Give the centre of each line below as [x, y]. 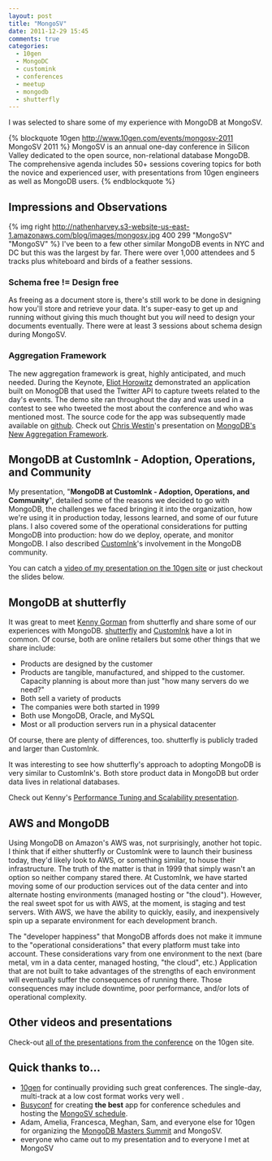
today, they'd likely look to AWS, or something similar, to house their [122, 861]
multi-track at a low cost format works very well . [102, 1096]
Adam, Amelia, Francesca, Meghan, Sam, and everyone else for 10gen [138, 1122]
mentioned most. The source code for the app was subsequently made [127, 417]
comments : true [34, 39]
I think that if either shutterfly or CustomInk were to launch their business [131, 852]
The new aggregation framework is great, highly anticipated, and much [127, 373]
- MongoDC [32, 62]
